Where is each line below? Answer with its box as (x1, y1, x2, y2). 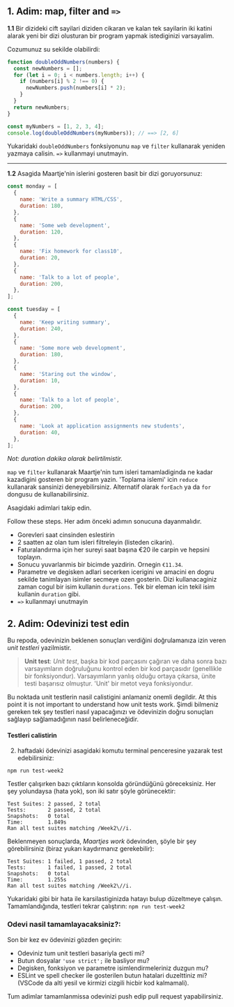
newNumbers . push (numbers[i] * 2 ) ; (25, 84, 127, 91)
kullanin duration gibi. (17, 590, 81, 598)
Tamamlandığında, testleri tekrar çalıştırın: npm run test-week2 (7, 902, 185, 911)
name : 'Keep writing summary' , (19, 319, 111, 326)
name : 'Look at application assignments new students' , (19, 422, 186, 430)
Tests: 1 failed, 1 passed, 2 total (7, 864, 132, 871)
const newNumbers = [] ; (13, 65, 82, 72)
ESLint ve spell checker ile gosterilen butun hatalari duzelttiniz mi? (17, 971, 208, 979)
